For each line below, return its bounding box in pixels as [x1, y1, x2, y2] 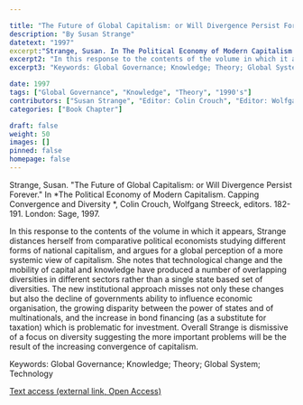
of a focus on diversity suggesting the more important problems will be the [9, 331, 287, 342]
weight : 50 [9, 129, 50, 138]
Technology [9, 368, 54, 379]
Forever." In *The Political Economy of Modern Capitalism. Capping [9, 189, 260, 200]
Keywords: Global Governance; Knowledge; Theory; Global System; [9, 358, 262, 369]
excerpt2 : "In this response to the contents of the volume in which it [9, 55, 289, 64]
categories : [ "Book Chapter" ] [9, 105, 124, 114]
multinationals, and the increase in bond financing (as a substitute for [9, 312, 267, 323]
